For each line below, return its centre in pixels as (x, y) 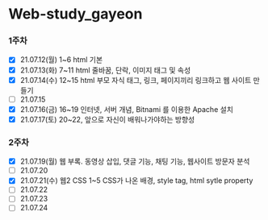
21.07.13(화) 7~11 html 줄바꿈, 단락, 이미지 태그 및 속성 (105, 70)
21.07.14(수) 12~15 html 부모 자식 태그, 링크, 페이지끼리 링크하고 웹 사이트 (136, 80)
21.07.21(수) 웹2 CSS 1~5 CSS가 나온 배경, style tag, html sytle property (136, 181)
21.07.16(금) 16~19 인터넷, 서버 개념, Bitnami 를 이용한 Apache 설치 (127, 109)
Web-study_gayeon (75, 14)
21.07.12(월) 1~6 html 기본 (61, 60)
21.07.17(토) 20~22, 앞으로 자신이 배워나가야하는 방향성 (107, 119)
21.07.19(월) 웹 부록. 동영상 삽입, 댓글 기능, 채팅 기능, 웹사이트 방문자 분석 (135, 161)
